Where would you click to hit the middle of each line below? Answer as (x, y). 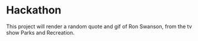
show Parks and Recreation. (40, 32)
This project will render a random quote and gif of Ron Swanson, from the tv (99, 26)
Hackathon (34, 10)
